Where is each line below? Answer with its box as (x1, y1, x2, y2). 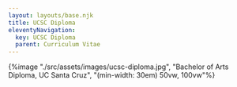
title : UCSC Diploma (8, 19, 77, 27)
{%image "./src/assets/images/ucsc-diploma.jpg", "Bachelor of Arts (8, 62, 229, 71)
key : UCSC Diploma (15, 33, 77, 42)
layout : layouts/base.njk (8, 11, 93, 20)
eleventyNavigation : (8, 26, 77, 34)
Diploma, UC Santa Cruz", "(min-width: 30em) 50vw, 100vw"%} (8, 71, 216, 80)
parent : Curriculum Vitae (15, 41, 101, 49)
